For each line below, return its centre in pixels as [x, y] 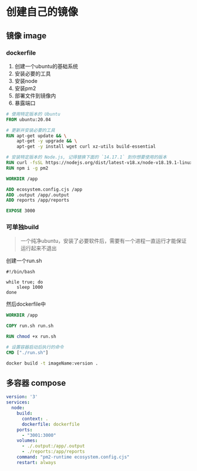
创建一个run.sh [24, 261]
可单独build [23, 227]
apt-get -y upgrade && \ [47, 141]
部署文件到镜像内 [35, 95]
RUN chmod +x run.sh [31, 337]
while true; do [25, 282]
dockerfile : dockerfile [51, 424]
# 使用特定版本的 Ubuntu [33, 114]
